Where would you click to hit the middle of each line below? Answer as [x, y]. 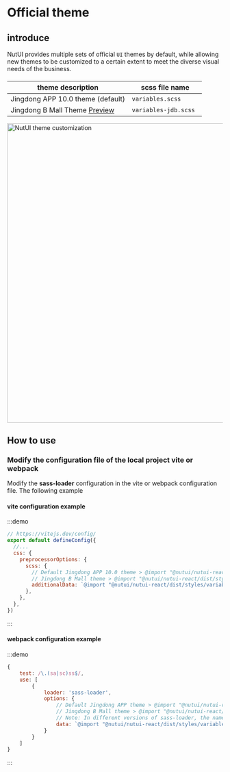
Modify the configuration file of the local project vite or [100, 460]
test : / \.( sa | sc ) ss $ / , [52, 673]
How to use [31, 440]
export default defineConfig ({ [52, 541]
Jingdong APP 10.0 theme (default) [68, 99]
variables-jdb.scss [163, 110]
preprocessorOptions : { [53, 559]
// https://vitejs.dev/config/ [52, 534]
